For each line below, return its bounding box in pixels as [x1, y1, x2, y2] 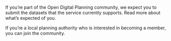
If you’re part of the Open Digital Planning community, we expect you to [5, 5, 157, 10]
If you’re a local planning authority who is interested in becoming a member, [5, 25, 166, 31]
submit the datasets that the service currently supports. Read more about [5, 10, 161, 16]
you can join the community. [5, 30, 65, 36]
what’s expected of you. [5, 15, 56, 21]
